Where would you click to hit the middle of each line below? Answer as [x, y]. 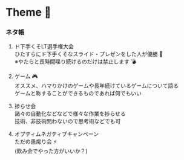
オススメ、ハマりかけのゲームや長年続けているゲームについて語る [97, 86]
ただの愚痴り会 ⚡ [35, 142]
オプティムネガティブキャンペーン [57, 134]
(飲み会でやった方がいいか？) [51, 151]
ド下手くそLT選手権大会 [44, 46]
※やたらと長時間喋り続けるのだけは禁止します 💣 [75, 62]
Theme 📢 [29, 12]
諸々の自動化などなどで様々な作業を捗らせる [70, 114]
